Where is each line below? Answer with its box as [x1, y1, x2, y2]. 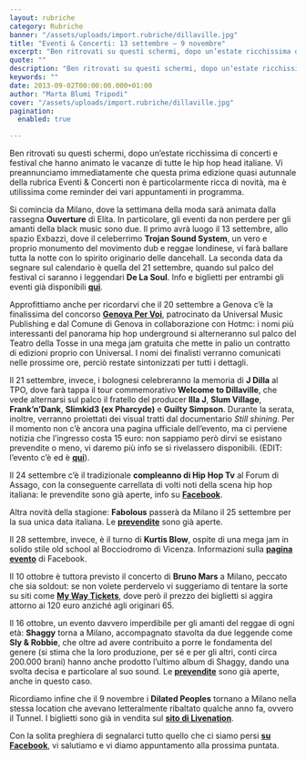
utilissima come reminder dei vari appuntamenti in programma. [9, 187, 244, 198]
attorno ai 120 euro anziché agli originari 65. [9, 600, 175, 611]
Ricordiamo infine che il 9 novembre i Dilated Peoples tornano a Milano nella [9, 694, 297, 704]
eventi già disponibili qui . [9, 281, 103, 292]
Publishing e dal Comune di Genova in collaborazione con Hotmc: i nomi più [9, 319, 294, 329]
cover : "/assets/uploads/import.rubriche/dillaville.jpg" [9, 97, 234, 107]
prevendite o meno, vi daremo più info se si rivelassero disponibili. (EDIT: [9, 442, 282, 453]
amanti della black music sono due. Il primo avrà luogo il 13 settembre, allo [9, 224, 289, 235]
